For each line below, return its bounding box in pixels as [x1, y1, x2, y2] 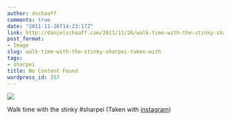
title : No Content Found [7, 67, 78, 74]
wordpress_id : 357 [7, 73, 60, 81]
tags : [7, 55, 23, 62]
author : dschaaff [7, 10, 57, 17]
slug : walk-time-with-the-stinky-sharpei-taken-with [7, 49, 162, 56]
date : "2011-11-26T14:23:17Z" [7, 23, 94, 29]
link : [7, 29, 23, 36]
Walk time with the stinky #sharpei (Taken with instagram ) [7, 106, 171, 114]
